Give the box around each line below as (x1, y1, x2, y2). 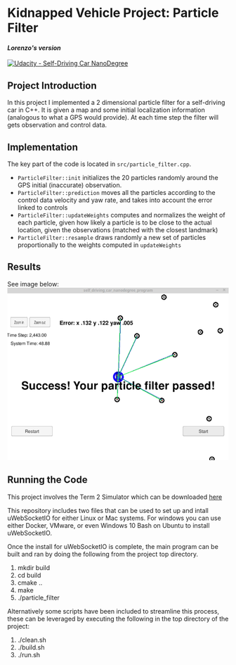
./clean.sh (17, 635, 47, 644)
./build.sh (17, 642, 45, 652)
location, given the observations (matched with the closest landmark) (17, 226, 218, 234)
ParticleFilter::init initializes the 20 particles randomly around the (17, 174, 219, 182)
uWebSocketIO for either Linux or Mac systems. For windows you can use (7, 514, 221, 522)
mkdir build (17, 563, 51, 571)
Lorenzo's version (7, 44, 61, 52)
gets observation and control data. (7, 121, 107, 129)
